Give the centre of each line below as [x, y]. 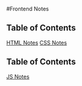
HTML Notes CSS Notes [37, 43]
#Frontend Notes [28, 9]
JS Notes [18, 76]
